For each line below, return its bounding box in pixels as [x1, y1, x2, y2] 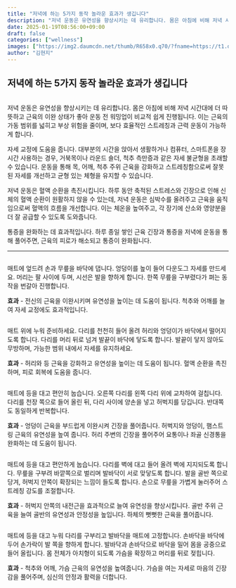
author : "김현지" [7, 50, 54, 57]
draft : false [7, 30, 46, 37]
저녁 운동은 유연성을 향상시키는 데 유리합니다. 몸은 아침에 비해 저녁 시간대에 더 [7, 103, 221, 112]
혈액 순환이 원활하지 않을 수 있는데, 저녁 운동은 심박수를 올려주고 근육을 [20, 195, 216, 203]
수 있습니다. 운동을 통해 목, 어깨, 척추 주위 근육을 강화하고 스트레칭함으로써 [7, 162, 211, 171]
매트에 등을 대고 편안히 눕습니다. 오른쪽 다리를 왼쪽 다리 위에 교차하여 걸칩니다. [7, 388, 223, 397]
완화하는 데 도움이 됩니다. [7, 439, 77, 447]
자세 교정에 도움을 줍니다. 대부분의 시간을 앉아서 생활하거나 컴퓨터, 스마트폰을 [7, 145, 219, 153]
